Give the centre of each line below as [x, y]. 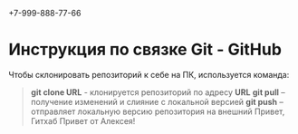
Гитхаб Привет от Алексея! [83, 120]
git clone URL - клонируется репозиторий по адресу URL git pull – [158, 92]
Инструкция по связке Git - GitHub [145, 50]
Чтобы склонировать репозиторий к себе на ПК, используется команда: [149, 74]
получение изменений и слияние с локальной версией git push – [157, 101]
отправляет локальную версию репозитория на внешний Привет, [158, 111]
